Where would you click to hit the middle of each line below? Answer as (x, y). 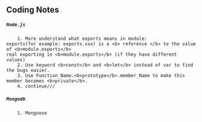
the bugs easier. (28, 71)
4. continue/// (36, 86)
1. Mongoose (32, 113)
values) (16, 60)
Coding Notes (33, 10)
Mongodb (16, 99)
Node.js (16, 24)
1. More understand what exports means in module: (82, 39)
